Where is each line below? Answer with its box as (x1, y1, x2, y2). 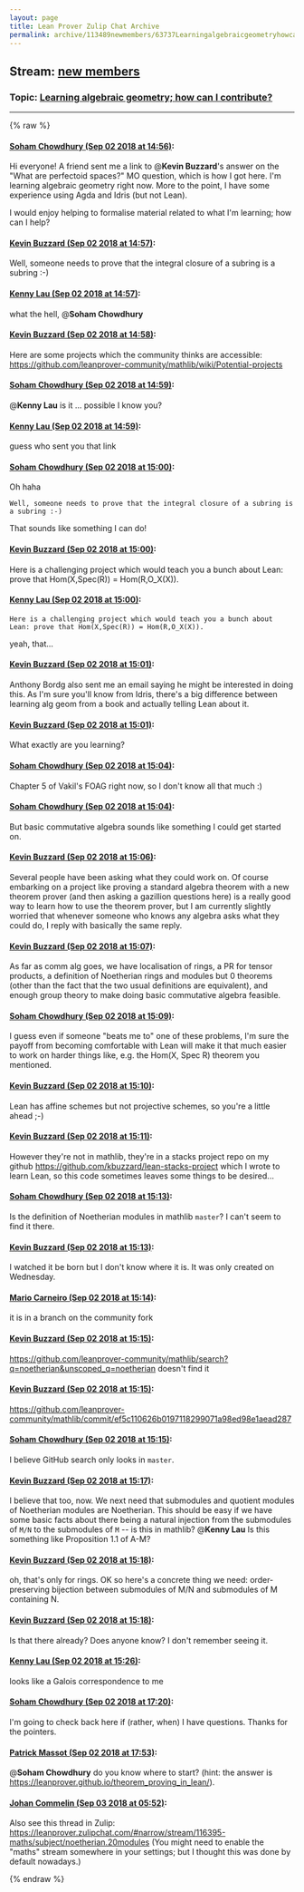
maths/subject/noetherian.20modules (9, 1837, 150, 1848)
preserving (9, 1584, 50, 1596)
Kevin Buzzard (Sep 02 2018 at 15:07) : (9, 940, 156, 952)
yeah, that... (9, 638, 54, 649)
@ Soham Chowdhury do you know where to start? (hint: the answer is (9, 1767, 273, 1778)
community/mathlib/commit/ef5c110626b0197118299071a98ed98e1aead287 (9, 1413, 292, 1424)
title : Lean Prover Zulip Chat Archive (9, 22, 160, 31)
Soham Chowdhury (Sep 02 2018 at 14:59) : (9, 380, 175, 391)
